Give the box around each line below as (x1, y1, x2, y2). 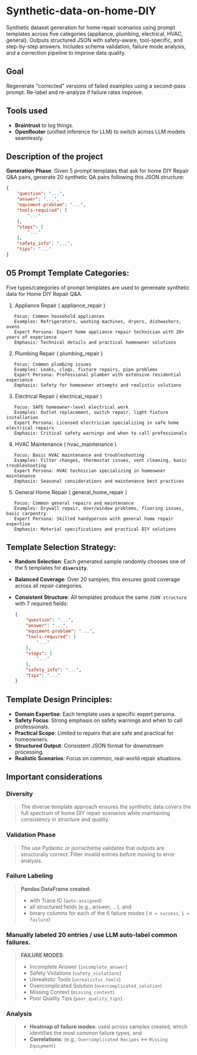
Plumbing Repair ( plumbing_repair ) (14, 349, 103, 357)
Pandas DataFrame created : (20, 885, 91, 892)
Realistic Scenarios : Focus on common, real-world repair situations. (14, 754, 182, 761)
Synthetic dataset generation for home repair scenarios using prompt (6, 24, 176, 31)
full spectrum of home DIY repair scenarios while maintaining (20, 810, 170, 817)
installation (6, 414, 39, 420)
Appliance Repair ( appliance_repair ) (14, 302, 106, 309)
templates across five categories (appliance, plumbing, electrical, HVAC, (6, 30, 183, 37)
